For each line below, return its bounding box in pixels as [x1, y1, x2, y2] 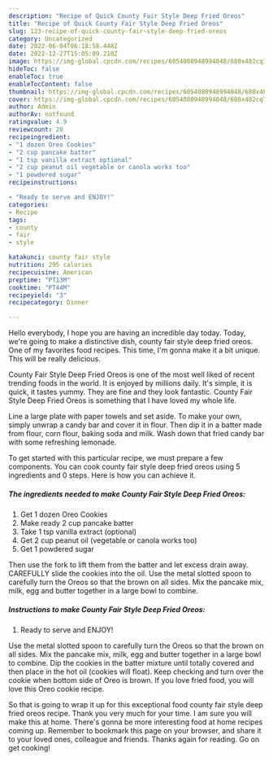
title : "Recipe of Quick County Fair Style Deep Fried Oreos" [8, 20, 223, 28]
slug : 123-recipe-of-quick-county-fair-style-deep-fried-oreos [8, 27, 227, 35]
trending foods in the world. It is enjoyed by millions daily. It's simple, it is [8, 378, 253, 388]
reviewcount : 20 [8, 125, 63, 133]
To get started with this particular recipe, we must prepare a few [8, 453, 223, 463]
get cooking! [8, 743, 51, 753]
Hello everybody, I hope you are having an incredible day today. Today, [8, 328, 246, 338]
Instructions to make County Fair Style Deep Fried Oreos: [8, 604, 206, 614]
